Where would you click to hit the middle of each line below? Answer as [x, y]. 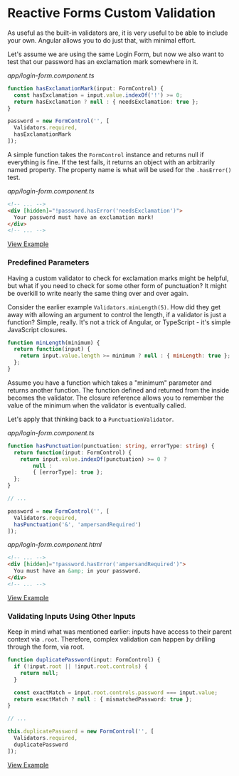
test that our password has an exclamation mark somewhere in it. [103, 61]
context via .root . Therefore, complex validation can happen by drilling [111, 639]
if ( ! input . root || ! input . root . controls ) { [81, 666]
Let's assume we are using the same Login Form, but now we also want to [116, 54]
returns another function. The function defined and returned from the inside [118, 390]
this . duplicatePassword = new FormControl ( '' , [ [81, 732]
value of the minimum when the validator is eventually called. [97, 405]
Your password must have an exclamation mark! [84, 217]
